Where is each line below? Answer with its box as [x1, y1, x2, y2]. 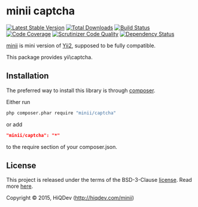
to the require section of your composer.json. [6, 143, 118, 150]
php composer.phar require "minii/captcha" [6, 109, 117, 116]
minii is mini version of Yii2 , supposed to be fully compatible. [6, 42, 156, 49]
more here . [6, 182, 33, 190]
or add [6, 121, 23, 128]
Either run [6, 98, 31, 105]
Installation [6, 71, 49, 81]
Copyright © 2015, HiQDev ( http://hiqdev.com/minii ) [6, 194, 135, 202]
